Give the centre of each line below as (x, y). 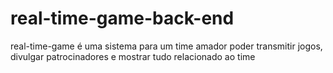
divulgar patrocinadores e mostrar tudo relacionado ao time (133, 56)
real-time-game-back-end (122, 18)
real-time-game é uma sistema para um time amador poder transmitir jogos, (166, 46)
